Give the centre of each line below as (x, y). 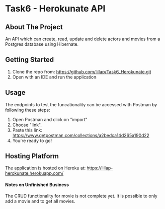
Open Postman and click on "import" (50, 119)
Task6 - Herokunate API (55, 9)
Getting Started (30, 60)
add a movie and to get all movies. (40, 201)
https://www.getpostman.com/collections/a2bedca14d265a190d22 (81, 135)
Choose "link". (27, 125)
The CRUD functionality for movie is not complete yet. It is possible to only (81, 196)
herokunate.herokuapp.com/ (34, 173)
